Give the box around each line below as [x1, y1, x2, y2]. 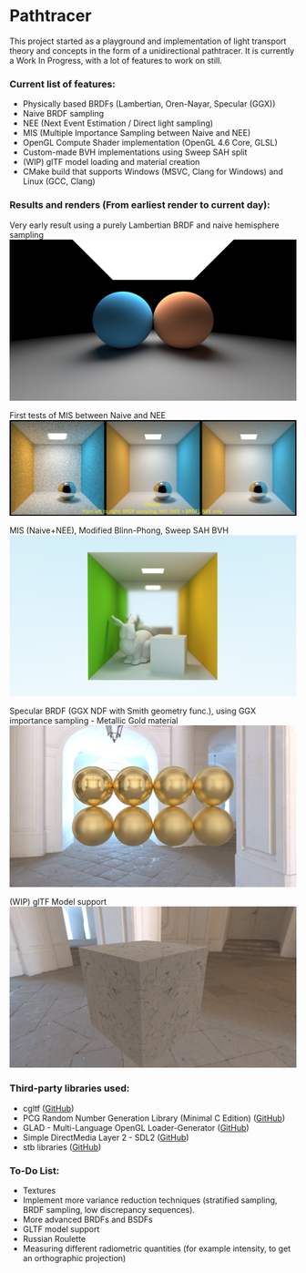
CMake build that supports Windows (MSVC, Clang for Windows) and [22, 166, 284, 178]
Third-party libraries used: [9, 1082, 130, 1094]
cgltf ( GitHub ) [22, 1103, 75, 1114]
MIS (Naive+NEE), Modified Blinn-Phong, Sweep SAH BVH [9, 525, 229, 536]
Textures [22, 1185, 56, 1196]
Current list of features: [9, 77, 116, 90]
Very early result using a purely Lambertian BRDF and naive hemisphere [9, 220, 280, 231]
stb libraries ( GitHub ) [22, 1141, 102, 1153]
